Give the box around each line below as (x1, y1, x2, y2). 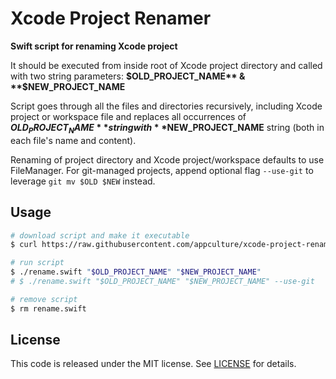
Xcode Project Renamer (10, 7, 212, 30)
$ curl (10, 240, 38, 250)
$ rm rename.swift (10, 303, 87, 314)
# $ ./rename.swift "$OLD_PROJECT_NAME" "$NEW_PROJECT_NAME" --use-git (10, 277, 315, 287)
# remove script (10, 294, 78, 304)
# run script (10, 258, 65, 268)
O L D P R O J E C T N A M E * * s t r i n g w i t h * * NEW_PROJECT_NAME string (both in (10, 121, 325, 136)
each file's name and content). (10, 134, 137, 146)
